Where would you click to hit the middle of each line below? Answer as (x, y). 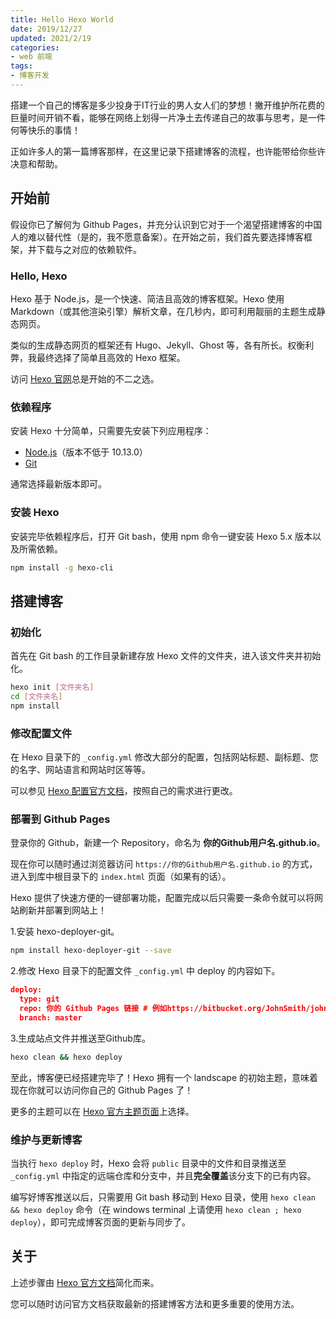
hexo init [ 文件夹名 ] (52, 687)
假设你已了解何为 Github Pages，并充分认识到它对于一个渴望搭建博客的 (157, 224)
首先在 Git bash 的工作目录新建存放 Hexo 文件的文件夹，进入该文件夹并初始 (166, 656)
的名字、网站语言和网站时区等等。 (80, 770)
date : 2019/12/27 (46, 29)
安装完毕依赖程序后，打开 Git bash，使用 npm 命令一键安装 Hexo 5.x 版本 (161, 536)
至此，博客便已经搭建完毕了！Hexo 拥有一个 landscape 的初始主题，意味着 (164, 1077)
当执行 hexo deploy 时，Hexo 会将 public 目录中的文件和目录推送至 (148, 1163)
